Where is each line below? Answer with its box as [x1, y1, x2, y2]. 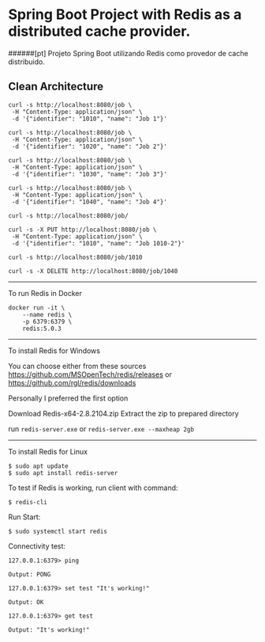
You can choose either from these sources [8, 361, 147, 370]
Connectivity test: [8, 541, 65, 551]
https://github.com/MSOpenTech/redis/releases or [8, 370, 172, 379]
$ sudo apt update [8, 462, 69, 470]
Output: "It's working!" [8, 625, 90, 634]
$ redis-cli [8, 498, 47, 506]
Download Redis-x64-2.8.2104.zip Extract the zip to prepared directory [8, 408, 239, 418]
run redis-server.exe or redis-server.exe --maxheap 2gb [8, 424, 195, 433]
